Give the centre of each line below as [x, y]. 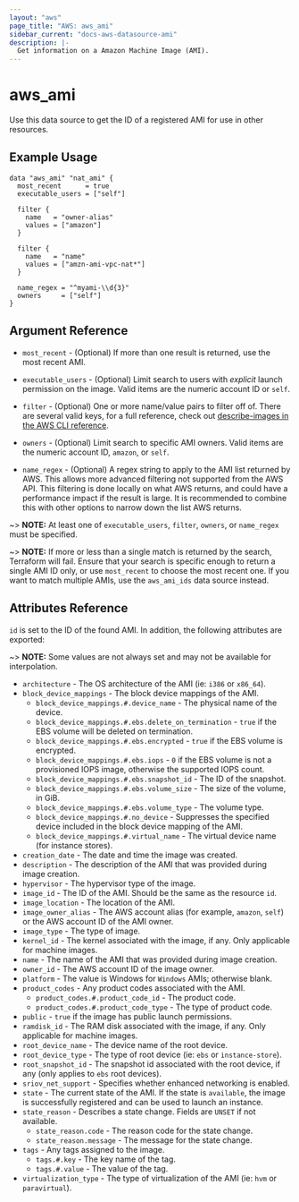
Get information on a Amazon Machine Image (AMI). [113, 51]
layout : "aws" [36, 17]
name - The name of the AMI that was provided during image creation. [149, 959]
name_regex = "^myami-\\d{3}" [73, 287]
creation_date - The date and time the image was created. [130, 855]
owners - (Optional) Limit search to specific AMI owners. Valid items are [153, 442]
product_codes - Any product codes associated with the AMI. [133, 988]
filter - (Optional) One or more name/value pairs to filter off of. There [151, 406]
